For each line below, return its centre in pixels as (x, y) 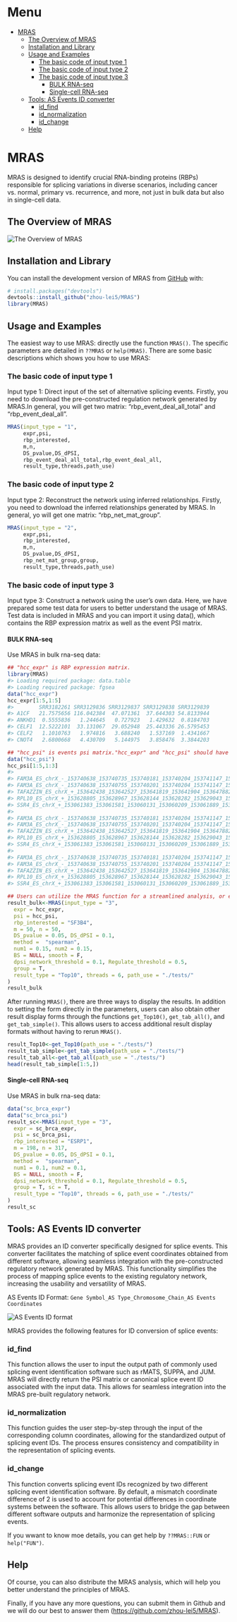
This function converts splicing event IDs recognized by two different (108, 1484)
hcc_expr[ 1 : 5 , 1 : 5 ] (34, 700)
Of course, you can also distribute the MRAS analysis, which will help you (114, 1582)
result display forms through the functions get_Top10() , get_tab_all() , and (116, 1017)
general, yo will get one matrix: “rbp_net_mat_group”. (84, 515)
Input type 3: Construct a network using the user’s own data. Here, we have (117, 601)
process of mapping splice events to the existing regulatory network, (107, 1276)
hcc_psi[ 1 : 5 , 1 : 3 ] (33, 766)
